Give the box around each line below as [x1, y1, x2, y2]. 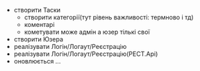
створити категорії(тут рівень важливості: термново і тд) [24, 13, 194, 21]
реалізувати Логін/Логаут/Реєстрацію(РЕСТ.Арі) [13, 50, 158, 58]
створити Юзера [13, 35, 64, 43]
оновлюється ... [13, 57, 61, 65]
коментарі [24, 21, 55, 28]
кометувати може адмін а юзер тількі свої [24, 28, 151, 36]
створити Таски [13, 6, 61, 14]
